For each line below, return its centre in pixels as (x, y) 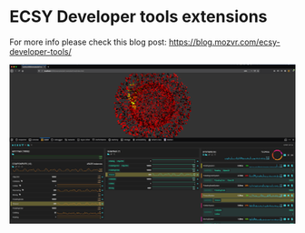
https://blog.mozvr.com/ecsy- (224, 42)
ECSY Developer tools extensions (138, 17)
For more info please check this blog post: (88, 42)
